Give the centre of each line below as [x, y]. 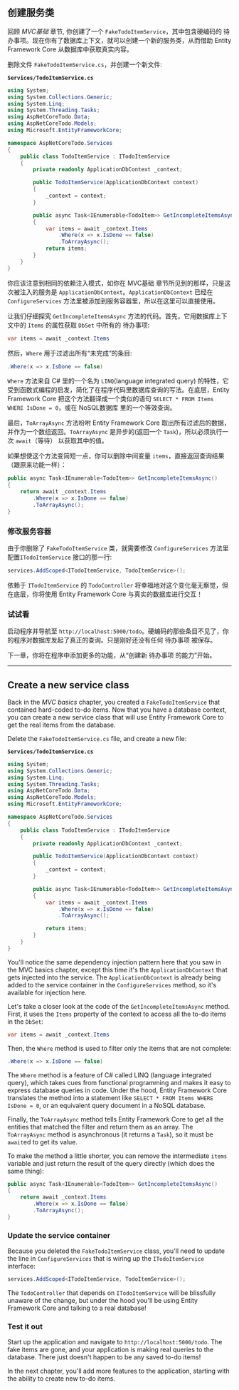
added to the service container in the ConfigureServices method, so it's [112, 984]
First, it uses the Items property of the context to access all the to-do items [117, 1014]
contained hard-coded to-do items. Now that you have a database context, [117, 710]
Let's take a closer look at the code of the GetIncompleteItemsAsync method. [119, 1006]
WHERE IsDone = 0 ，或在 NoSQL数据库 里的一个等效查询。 [92, 408]
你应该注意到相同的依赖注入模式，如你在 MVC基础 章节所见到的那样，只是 [116, 283]
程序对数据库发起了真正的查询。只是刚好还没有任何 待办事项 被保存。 [115, 640]
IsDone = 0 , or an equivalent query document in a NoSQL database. [107, 1105]
